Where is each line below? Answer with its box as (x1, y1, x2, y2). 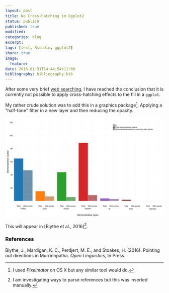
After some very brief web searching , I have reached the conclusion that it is (5, 86, 164, 92)
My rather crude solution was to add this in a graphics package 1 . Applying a (5, 101, 162, 108)
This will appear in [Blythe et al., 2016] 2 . (5, 222, 88, 229)
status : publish (5, 19, 39, 24)
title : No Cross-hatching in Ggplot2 (5, 13, 84, 19)
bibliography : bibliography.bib (5, 72, 73, 77)
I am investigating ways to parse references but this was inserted (12, 276, 148, 282)
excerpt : (5, 40, 24, 45)
